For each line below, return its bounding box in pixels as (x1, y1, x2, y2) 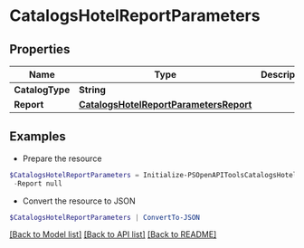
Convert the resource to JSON (22, 196, 136, 206)
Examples (9, 129, 66, 145)
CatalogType (14, 83, 71, 96)
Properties (9, 42, 71, 57)
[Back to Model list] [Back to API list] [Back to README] (9, 229, 217, 240)
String (78, 83, 107, 96)
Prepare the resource (22, 153, 102, 164)
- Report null (13, 178, 63, 188)
